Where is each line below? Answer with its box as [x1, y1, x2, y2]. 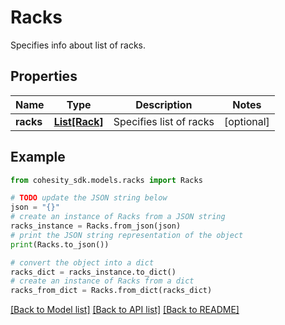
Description [135, 97, 193, 111]
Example [10, 149, 66, 166]
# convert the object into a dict [10, 257, 155, 268]
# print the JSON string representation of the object [10, 230, 244, 240]
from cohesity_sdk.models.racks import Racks [10, 175, 203, 185]
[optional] [223, 114, 270, 128]
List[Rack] [53, 114, 104, 128]
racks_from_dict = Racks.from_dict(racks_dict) [10, 286, 213, 296]
